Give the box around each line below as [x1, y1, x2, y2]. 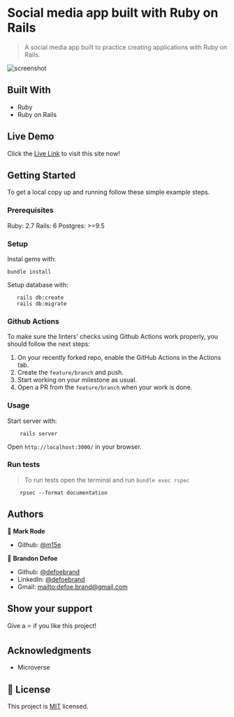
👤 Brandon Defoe [7, 554, 58, 562]
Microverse [17, 663, 50, 671]
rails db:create [16, 294, 64, 301]
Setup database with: [7, 280, 68, 288]
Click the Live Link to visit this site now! [7, 149, 120, 158]
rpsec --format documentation [20, 489, 108, 496]
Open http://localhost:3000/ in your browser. [7, 443, 142, 451]
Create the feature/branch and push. [17, 368, 124, 377]
